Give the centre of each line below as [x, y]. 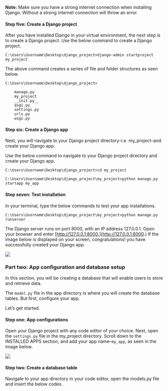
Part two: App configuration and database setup [65, 267]
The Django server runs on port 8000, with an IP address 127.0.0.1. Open [80, 228]
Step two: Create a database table [41, 367]
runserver [16, 219]
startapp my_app [22, 183]
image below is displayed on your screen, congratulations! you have [75, 239]
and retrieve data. [23, 283]
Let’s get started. [23, 308]
